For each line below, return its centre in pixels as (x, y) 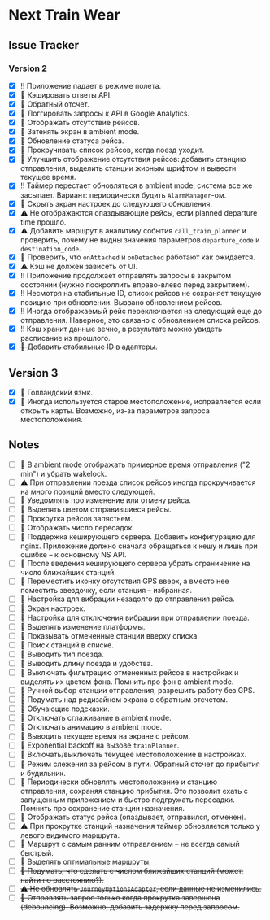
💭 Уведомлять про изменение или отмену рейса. (105, 500)
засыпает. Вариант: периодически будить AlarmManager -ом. (123, 195)
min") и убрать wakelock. (63, 473)
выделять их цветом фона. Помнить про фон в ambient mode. (127, 682)
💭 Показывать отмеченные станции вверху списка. (109, 635)
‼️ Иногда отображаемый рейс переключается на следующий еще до (141, 311)
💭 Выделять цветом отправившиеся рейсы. (96, 509)
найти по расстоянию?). (62, 879)
